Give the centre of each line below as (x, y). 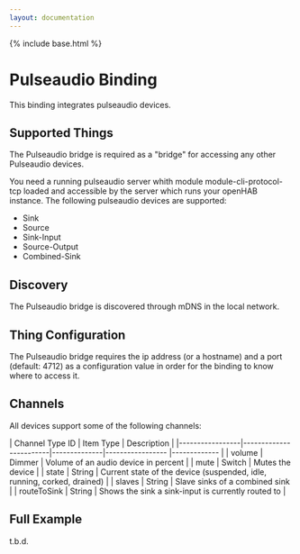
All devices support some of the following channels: (105, 425)
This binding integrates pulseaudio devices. (90, 104)
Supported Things (62, 133)
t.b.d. (19, 540)
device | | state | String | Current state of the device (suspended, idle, (138, 472)
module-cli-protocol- (244, 182)
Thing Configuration (68, 335)
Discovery (39, 285)
